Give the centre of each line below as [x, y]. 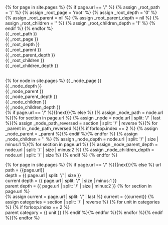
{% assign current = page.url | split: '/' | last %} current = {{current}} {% [80, 196]
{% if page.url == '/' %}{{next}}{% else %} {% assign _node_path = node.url [84, 112]
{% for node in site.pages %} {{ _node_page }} [53, 80]
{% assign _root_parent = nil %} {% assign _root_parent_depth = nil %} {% [82, 18]
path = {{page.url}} [25, 170]
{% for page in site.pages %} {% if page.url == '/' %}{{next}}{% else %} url [83, 165]
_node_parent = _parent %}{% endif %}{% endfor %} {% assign [71, 134]
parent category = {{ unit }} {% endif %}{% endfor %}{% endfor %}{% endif [84, 212]
